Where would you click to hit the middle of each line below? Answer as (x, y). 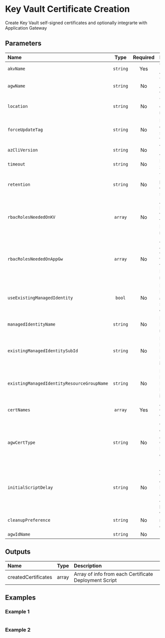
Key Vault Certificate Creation (68, 9)
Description (88, 566)
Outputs (18, 552)
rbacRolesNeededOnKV (31, 217)
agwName (16, 86)
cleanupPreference (29, 520)
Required (144, 57)
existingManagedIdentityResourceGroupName (58, 383)
